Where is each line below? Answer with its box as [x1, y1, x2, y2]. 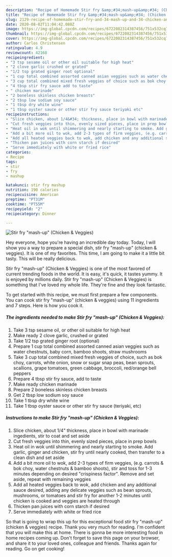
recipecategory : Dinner [6, 211, 57, 216]
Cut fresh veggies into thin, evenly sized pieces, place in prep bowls [13, 438, 157, 444]
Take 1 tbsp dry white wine [13, 397, 69, 403]
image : [6, 27, 20, 32]
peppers [13, 370, 31, 376]
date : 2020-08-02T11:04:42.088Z [6, 21, 75, 27]
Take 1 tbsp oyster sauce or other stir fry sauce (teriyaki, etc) [13, 403, 142, 409]
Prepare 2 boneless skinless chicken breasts [13, 387, 108, 393]
